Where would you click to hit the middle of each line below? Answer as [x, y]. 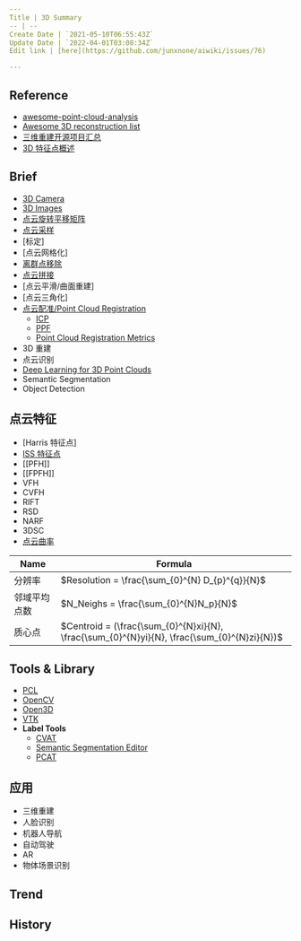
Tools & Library [52, 669]
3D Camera [43, 198]
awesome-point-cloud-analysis [80, 117]
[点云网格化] [45, 252]
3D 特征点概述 [48, 148]
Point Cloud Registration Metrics [95, 337]
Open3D [38, 710]
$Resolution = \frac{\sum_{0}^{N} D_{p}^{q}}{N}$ [163, 579]
